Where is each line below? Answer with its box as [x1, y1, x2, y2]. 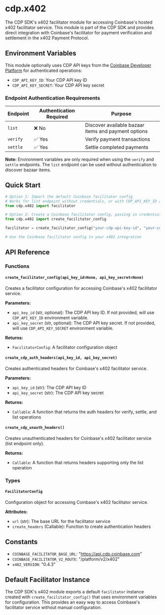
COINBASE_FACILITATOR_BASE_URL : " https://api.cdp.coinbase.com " [12, 551, 142, 556]
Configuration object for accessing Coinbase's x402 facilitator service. [5, 499, 149, 505]
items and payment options [85, 128, 148, 135]
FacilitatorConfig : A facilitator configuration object [12, 344, 118, 350]
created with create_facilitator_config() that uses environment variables [5, 594, 157, 600]
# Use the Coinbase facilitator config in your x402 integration [5, 235, 141, 240]
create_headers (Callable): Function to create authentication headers [12, 523, 151, 529]
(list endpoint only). [5, 440, 45, 446]
